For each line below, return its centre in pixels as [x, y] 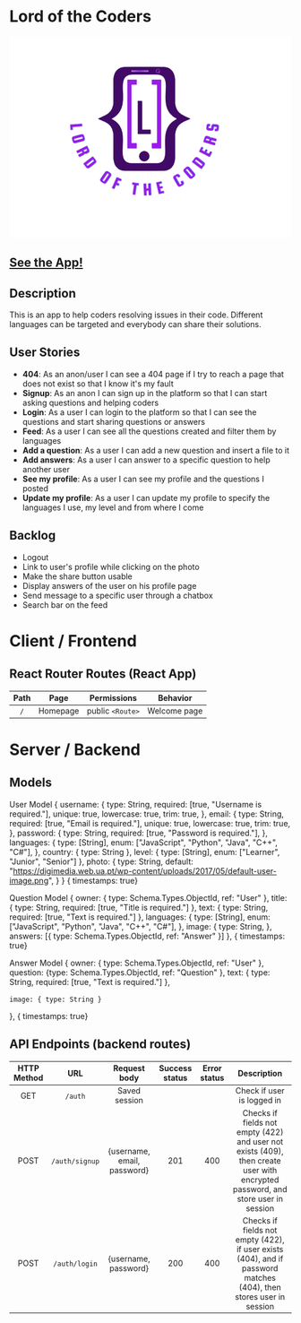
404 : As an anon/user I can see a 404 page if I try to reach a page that [153, 374]
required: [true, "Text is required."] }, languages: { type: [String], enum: [140, 917]
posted [35, 488]
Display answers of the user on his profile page [109, 585]
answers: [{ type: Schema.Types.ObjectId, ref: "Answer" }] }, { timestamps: [147, 936]
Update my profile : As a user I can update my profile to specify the [146, 497]
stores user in [260, 1296]
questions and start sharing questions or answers [114, 421]
